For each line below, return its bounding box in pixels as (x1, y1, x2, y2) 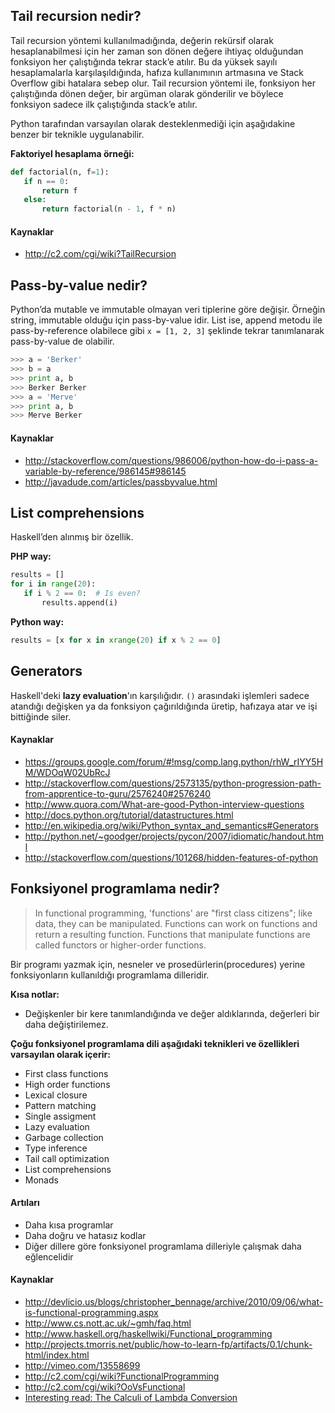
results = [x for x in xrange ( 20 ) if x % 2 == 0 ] (10, 635, 222, 645)
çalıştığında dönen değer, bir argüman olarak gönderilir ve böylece (10, 87, 284, 99)
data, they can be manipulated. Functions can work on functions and (34, 917, 318, 929)
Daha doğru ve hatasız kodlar (24, 1229, 147, 1241)
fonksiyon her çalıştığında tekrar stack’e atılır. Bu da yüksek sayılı (10, 55, 278, 68)
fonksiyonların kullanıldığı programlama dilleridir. (10, 969, 210, 981)
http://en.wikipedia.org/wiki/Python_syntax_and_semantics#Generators (24, 819, 319, 831)
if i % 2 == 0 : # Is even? (23, 589, 141, 599)
